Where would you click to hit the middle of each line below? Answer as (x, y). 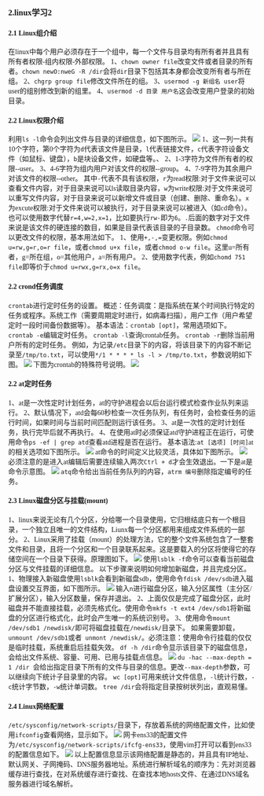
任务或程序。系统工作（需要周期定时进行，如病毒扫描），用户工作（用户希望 (130, 315)
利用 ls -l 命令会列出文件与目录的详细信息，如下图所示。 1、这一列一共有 (131, 139)
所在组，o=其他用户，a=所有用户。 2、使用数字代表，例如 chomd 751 (137, 257)
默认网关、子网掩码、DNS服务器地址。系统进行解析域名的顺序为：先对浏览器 (132, 765)
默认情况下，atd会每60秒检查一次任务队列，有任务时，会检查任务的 (141, 413)
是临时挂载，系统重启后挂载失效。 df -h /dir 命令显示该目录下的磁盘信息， (130, 647)
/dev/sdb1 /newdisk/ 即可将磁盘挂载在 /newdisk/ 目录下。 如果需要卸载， (124, 627)
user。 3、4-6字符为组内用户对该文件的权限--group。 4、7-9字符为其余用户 (136, 169)
